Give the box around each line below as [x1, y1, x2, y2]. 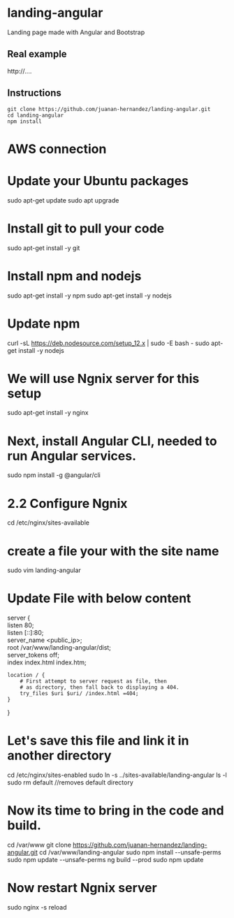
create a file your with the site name [7, 543, 219, 559]
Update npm [7, 316, 80, 331]
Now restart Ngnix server [7, 880, 157, 896]
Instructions [7, 87, 61, 99]
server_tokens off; [7, 651, 59, 660]
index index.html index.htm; [7, 658, 87, 666]
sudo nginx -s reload [7, 903, 67, 911]
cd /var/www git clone [7, 840, 72, 850]
